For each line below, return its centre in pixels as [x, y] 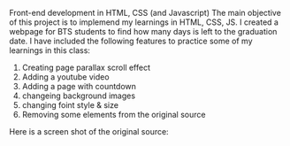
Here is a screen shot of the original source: [89, 131]
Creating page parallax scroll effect [86, 67]
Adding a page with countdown [79, 86]
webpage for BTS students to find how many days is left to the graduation [143, 31]
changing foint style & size [70, 105]
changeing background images [78, 96]
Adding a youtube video [65, 77]
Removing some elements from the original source [114, 115]
